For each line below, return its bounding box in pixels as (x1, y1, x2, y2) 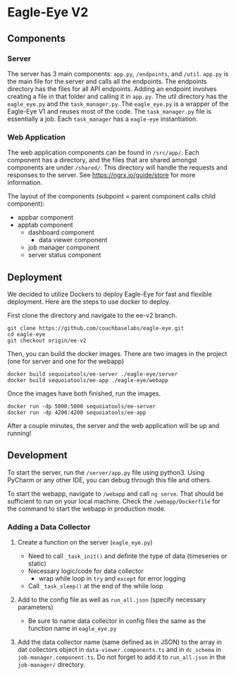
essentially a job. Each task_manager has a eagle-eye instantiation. (7, 114, 199, 123)
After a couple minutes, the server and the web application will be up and (7, 421, 220, 429)
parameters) (17, 603, 54, 612)
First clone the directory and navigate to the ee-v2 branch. (7, 311, 178, 319)
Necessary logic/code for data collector (27, 567, 144, 576)
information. (7, 178, 43, 187)
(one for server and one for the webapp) (7, 357, 125, 365)
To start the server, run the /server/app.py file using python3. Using (7, 468, 205, 477)
